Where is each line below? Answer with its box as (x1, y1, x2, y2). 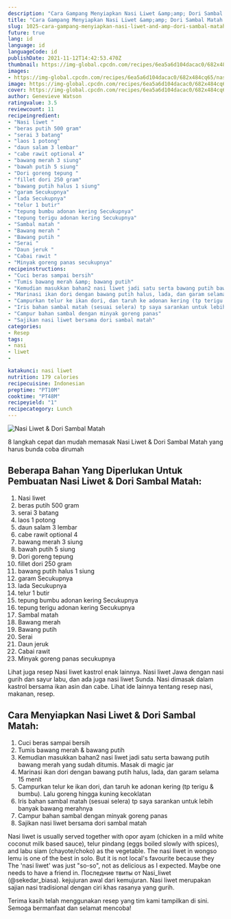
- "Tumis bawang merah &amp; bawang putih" (8, 278, 134, 285)
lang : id (8, 36, 33, 43)
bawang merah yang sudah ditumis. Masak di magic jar (17, 760, 174, 769)
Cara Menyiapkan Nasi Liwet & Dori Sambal (8, 710, 196, 721)
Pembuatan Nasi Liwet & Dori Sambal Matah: (8, 475, 202, 488)
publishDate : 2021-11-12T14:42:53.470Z (8, 55, 122, 62)
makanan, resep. (8, 690, 56, 698)
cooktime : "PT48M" (8, 393, 60, 400)
